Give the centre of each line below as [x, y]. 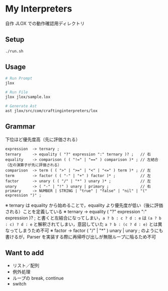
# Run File [17, 92]
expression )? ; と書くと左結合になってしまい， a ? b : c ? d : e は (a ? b [83, 218]
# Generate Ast [21, 106]
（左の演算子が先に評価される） [33, 165]
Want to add [25, 253]
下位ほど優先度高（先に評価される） [43, 139]
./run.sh [14, 51]
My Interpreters [39, 9]
